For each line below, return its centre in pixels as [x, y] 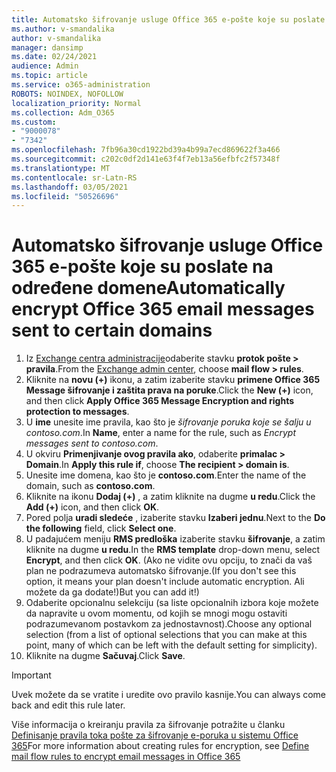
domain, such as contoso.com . [90, 486]
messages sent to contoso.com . [92, 443]
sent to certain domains [112, 330]
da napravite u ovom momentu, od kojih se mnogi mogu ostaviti [156, 613]
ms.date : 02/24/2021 [54, 57]
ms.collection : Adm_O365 [63, 112]
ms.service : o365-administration [81, 85]
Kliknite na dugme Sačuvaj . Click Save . [105, 656]
